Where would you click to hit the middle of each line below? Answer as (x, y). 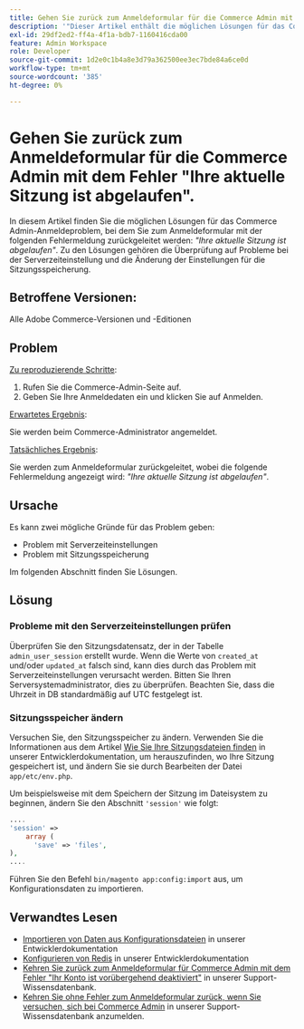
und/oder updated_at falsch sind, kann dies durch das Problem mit (133, 665)
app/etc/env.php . (41, 775)
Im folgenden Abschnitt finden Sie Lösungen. (94, 572)
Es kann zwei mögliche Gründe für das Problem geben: (112, 527)
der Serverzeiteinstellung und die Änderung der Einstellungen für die (138, 259)
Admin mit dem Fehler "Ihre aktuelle (147, 176)
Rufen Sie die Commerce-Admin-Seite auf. (102, 387)
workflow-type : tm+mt (50, 69)
